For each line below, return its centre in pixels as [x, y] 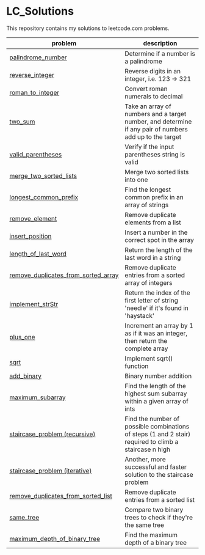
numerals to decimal [154, 96]
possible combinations [157, 426]
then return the [146, 340]
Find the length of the [155, 386]
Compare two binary [154, 510]
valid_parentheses [36, 154]
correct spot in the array [159, 240]
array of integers [149, 282]
